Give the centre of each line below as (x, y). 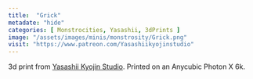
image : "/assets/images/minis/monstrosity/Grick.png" (98, 37)
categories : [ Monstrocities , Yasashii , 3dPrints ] (94, 30)
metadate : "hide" (36, 23)
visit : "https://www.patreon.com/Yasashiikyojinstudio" (101, 45)
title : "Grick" (34, 15)
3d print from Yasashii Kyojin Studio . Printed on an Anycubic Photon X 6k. (127, 66)
